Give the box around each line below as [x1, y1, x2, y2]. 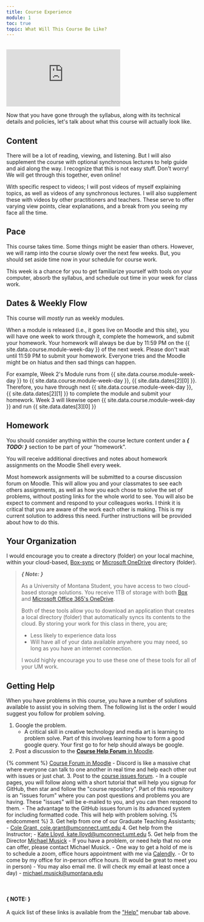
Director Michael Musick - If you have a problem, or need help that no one [6, 837, 191, 845]
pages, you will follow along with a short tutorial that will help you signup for [6, 779, 196, 786]
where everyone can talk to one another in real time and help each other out [6, 766, 197, 773]
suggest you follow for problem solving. [6, 710, 106, 717]
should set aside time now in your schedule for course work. [6, 255, 158, 263]
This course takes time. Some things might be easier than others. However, [6, 243, 194, 250]
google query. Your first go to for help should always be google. [24, 741, 184, 748]
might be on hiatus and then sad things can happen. [6, 358, 137, 366]
